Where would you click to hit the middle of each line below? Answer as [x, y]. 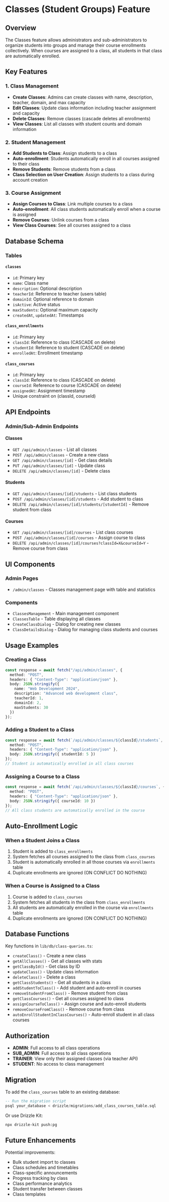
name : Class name [30, 283]
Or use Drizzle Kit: [24, 1115]
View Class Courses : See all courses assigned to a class [71, 226]
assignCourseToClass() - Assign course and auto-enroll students [79, 1004]
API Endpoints [28, 412]
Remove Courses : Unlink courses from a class [61, 220]
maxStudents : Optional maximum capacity [55, 310]
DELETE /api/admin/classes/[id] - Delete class [61, 471]
